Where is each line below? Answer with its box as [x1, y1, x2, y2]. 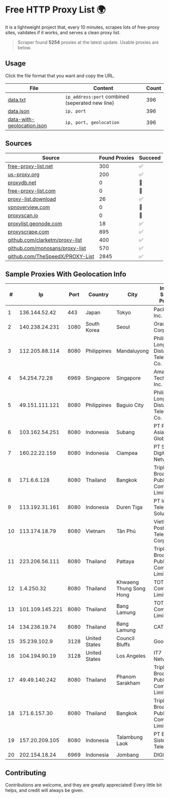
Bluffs [116, 641, 130, 648]
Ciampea [116, 450, 138, 457]
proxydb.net [8, 179, 37, 186]
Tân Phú [116, 528, 136, 535]
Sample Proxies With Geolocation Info [5, 270, 127, 278]
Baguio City [116, 402, 144, 409]
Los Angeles [116, 652, 146, 659]
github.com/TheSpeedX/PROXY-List [8, 253, 95, 260]
